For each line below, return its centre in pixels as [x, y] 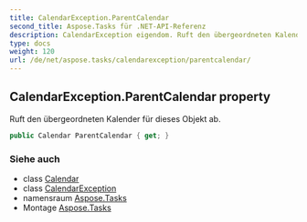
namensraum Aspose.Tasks [75, 197]
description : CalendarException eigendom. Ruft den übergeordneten [141, 35]
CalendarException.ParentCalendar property [140, 97]
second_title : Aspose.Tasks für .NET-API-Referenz [108, 26]
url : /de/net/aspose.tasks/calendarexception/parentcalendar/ [130, 60]
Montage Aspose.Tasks [67, 207]
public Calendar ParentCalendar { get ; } [90, 136]
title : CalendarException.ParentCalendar [90, 18]
